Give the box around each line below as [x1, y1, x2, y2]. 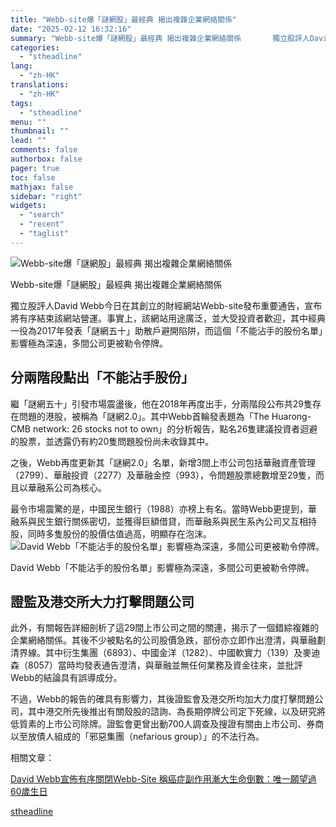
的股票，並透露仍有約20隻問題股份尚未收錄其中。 [10, 435, 215, 447]
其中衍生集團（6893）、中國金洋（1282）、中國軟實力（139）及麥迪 [44, 647, 321, 659]
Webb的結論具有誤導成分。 [10, 672, 123, 684]
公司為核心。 [53, 481, 107, 493]
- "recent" [19, 219, 65, 230]
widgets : [10, 201, 47, 211]
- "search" [19, 210, 65, 220]
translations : [10, 80, 70, 90]
